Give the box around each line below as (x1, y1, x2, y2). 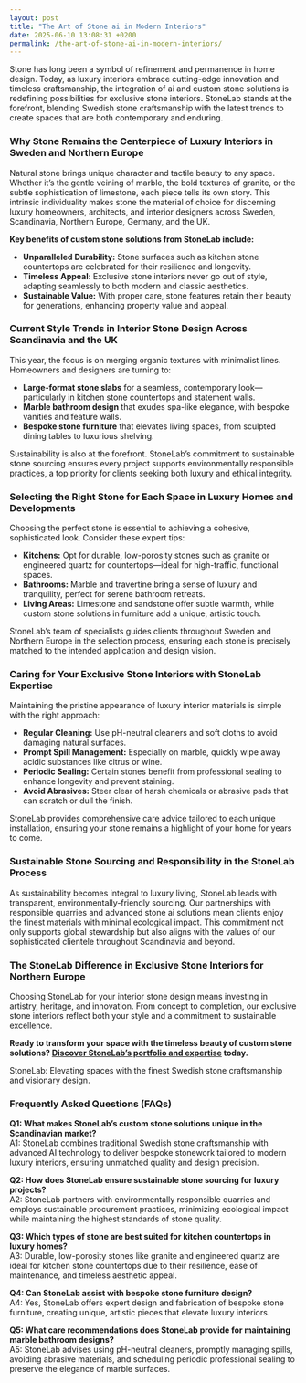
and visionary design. (9, 1074, 90, 1086)
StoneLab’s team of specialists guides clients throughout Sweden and (9, 626, 271, 637)
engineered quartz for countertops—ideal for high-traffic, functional (22, 560, 279, 571)
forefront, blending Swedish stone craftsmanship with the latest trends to (9, 102, 285, 114)
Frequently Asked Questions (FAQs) (9, 1097, 172, 1110)
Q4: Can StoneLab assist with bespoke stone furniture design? (9, 1288, 253, 1299)
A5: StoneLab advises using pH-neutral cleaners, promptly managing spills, (9, 1344, 294, 1356)
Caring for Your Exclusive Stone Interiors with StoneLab (9, 668, 262, 681)
